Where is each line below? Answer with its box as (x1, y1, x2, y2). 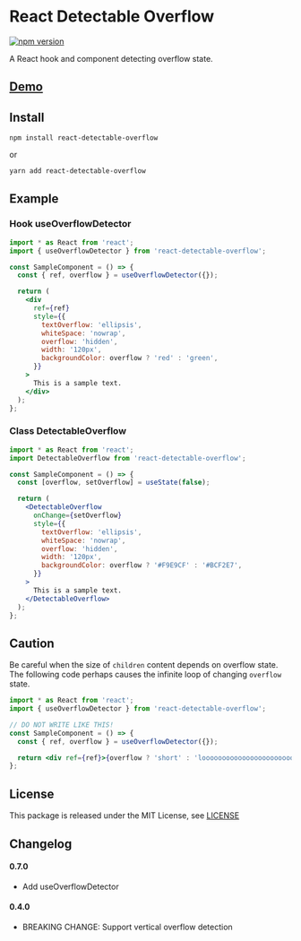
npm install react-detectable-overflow (9, 134, 159, 142)
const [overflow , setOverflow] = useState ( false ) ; (17, 478, 211, 488)
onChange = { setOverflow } (32, 511, 123, 520)
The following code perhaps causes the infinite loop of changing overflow (9, 669, 282, 680)
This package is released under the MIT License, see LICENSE (9, 810, 240, 821)
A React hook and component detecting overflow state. (9, 53, 213, 64)
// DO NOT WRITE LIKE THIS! (9, 720, 115, 729)
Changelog (9, 836, 73, 851)
